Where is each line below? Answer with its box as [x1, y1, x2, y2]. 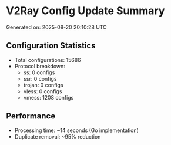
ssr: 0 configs [23, 75, 57, 82]
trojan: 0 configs [23, 81, 63, 88]
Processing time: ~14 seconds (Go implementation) [14, 127, 139, 134]
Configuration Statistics [6, 41, 96, 51]
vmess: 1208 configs [23, 94, 74, 101]
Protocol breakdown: [14, 62, 66, 70]
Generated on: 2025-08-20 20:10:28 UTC [6, 24, 107, 31]
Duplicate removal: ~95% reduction [14, 133, 101, 140]
